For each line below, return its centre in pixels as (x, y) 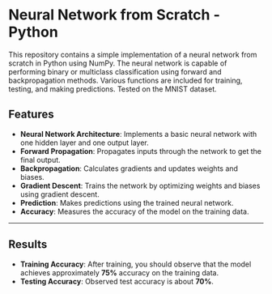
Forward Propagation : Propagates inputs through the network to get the (140, 151)
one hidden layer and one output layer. (85, 143)
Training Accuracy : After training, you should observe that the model (136, 264)
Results (28, 245)
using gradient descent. (59, 194)
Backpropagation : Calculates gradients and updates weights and (129, 168)
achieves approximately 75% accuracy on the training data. (119, 272)
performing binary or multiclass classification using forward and (115, 71)
